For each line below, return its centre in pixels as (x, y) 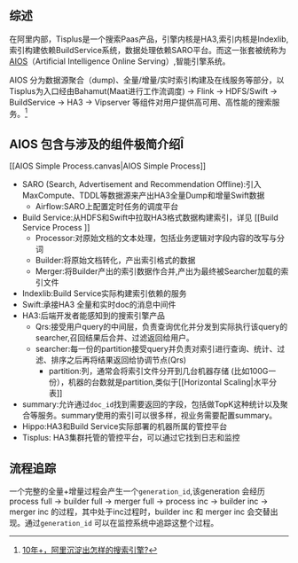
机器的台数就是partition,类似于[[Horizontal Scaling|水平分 (173, 382)
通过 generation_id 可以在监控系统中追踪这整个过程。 (122, 523)
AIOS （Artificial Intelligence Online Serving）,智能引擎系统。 (120, 61)
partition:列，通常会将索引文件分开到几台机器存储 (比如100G (158, 371)
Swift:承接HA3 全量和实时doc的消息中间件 (99, 305)
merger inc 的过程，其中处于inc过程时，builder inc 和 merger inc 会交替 (140, 512)
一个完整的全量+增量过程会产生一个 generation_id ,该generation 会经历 (137, 491)
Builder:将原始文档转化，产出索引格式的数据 (115, 261)
